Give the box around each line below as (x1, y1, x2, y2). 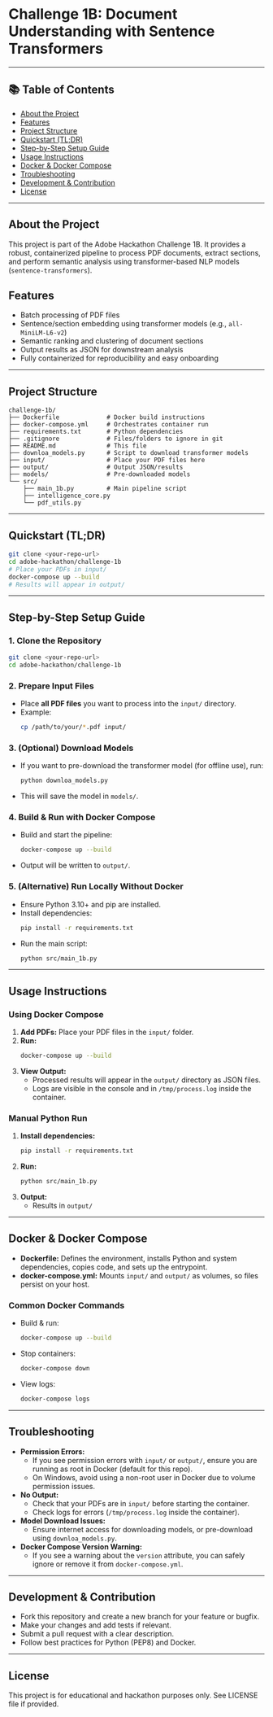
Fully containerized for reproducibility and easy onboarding (19, 353, 219, 363)
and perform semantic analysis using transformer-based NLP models (8, 256, 240, 266)
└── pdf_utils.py (23, 499, 82, 507)
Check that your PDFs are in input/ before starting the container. (32, 1498, 250, 1508)
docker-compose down (19, 1364, 90, 1372)
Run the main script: (19, 938, 88, 948)
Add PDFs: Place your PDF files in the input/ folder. (19, 1027, 194, 1038)
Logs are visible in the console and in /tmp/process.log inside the (32, 1083, 252, 1093)
